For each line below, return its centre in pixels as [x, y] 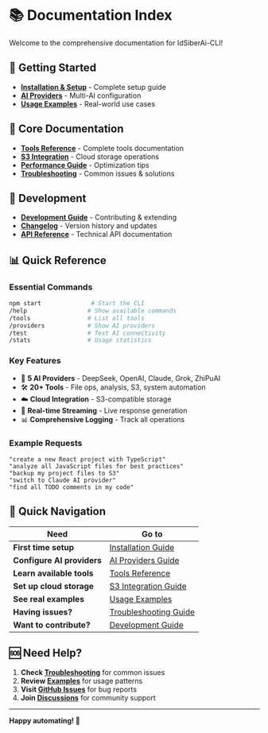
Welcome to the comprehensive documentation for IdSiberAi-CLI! [116, 43]
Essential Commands [51, 287]
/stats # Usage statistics [80, 340]
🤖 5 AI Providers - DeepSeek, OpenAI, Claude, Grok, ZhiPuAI [120, 378]
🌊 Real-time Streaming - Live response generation [104, 410]
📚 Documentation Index [91, 16]
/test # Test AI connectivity [87, 333]
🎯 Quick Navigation [58, 512]
